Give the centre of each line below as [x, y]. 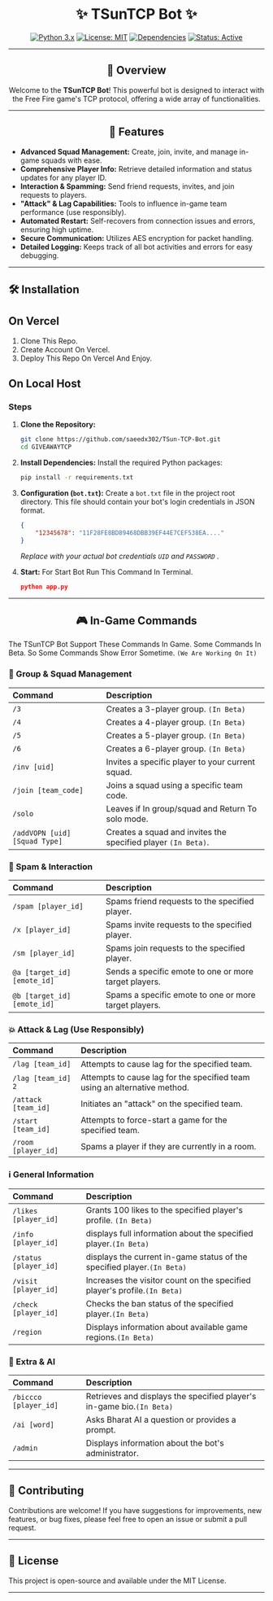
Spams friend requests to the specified [180, 901]
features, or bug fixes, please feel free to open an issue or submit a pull [128, 1519]
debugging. [39, 255]
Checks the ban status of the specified [160, 1303]
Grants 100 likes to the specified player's [165, 1209]
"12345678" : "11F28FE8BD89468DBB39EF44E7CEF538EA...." [130, 533]
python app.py [44, 587]
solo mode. [127, 819]
